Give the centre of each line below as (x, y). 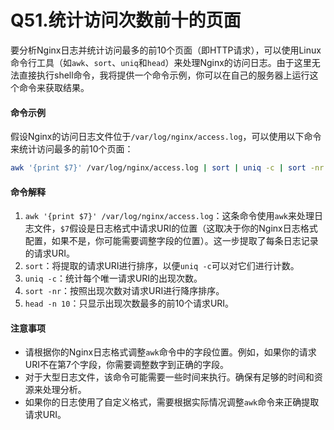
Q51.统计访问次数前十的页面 (126, 20)
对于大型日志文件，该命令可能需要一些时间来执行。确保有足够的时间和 (169, 377)
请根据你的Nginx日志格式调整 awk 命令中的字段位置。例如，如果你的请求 (170, 352)
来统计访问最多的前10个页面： (72, 149)
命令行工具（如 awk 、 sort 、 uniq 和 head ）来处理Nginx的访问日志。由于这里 (161, 62)
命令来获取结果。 (54, 87)
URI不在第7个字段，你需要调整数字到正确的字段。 (126, 365)
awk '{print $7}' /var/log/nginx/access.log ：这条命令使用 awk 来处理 (169, 216)
